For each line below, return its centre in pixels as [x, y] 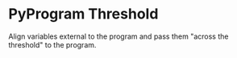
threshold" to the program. [52, 44]
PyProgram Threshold [83, 14]
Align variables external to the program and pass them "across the [118, 36]
